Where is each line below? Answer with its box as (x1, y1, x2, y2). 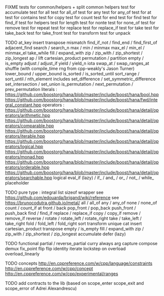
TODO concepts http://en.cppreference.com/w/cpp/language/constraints (5, 260, 153, 266)
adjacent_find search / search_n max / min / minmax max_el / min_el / (5, 45, 145, 50)
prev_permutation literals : (5, 87, 58, 92)
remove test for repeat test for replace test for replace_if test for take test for (5, 25, 159, 31)
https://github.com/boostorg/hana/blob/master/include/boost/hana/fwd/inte (5, 97, 158, 102)
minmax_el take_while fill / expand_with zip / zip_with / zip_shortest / (5, 50, 143, 56)
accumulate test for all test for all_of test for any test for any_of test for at (5, 9, 151, 15)
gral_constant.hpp (5, 102, 41, 108)
